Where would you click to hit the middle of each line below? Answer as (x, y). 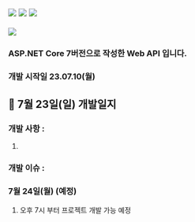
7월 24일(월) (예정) (43, 191)
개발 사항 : (26, 128)
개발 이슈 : (26, 168)
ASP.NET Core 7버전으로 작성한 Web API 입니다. (98, 53)
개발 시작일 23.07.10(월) (52, 76)
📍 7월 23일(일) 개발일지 (62, 104)
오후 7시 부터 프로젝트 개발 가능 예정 (75, 210)
